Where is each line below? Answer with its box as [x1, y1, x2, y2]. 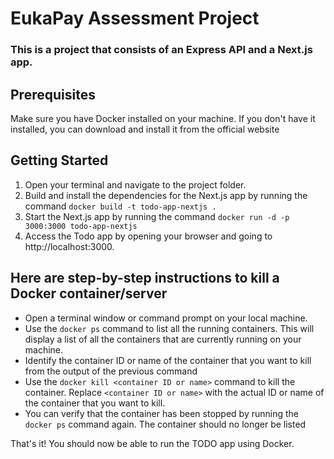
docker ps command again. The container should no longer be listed [24, 418, 307, 430]
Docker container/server [10, 285, 168, 302]
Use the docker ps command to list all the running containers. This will [24, 322, 315, 334]
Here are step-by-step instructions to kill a [10, 270, 280, 287]
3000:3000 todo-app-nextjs [24, 221, 138, 231]
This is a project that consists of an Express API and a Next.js [10, 43, 313, 57]
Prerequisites [10, 86, 96, 103]
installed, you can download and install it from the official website [10, 123, 280, 135]
